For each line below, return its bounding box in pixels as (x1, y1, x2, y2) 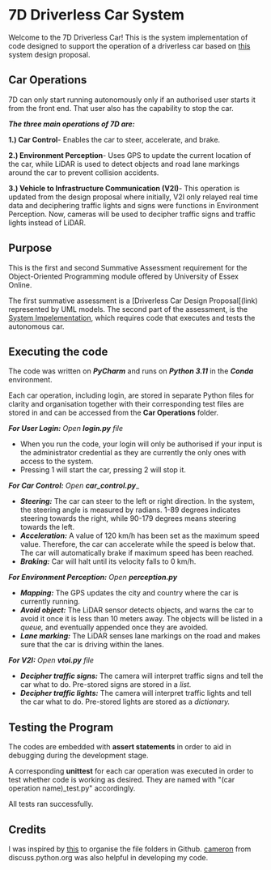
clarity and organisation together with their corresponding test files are (8, 399, 244, 409)
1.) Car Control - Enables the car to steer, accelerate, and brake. (8, 134, 221, 144)
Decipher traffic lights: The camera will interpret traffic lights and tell (19, 689, 252, 698)
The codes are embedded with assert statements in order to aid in (8, 742, 232, 752)
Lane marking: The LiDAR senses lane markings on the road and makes (19, 631, 260, 641)
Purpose (8, 241, 53, 255)
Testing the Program (8, 720, 114, 734)
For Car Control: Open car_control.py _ (8, 480, 140, 491)
